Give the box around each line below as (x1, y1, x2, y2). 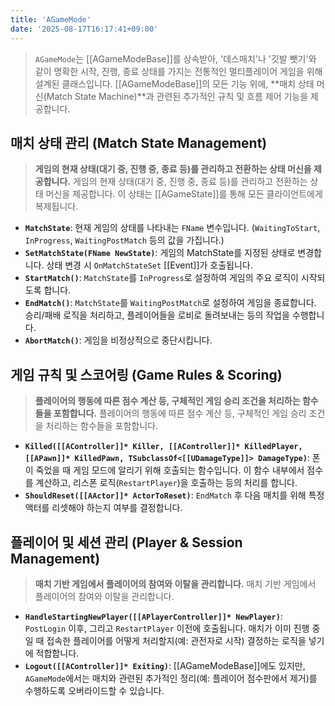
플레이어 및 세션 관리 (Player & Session (10, 534, 243, 551)
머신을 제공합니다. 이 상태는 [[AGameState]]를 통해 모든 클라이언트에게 (45, 188, 323, 200)
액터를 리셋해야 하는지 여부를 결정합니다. (24, 502, 183, 514)
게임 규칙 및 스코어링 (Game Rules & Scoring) (10, 366, 283, 383)
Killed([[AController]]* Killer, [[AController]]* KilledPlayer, (24, 442, 303, 452)
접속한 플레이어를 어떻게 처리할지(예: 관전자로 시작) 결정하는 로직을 (46, 634, 307, 646)
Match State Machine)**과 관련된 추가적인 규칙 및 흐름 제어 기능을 (46, 90, 309, 102)
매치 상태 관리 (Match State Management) (10, 134, 268, 151)
